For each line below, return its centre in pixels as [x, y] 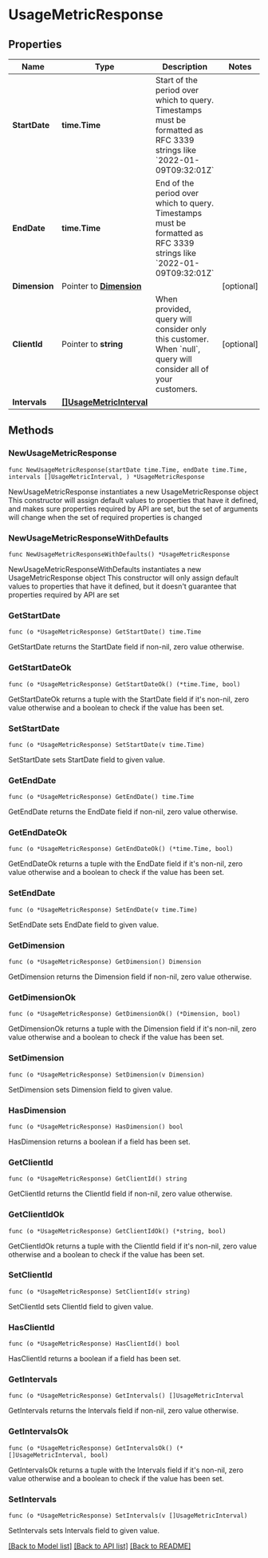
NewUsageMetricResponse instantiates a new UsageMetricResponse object [134, 491]
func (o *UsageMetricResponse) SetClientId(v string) [100, 1292]
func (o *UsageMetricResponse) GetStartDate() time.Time [105, 632]
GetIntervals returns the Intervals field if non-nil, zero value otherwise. [124, 1411]
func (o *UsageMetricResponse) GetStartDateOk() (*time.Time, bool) [124, 684]
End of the [175, 183]
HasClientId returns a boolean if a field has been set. [95, 1359]
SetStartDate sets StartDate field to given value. [87, 759]
